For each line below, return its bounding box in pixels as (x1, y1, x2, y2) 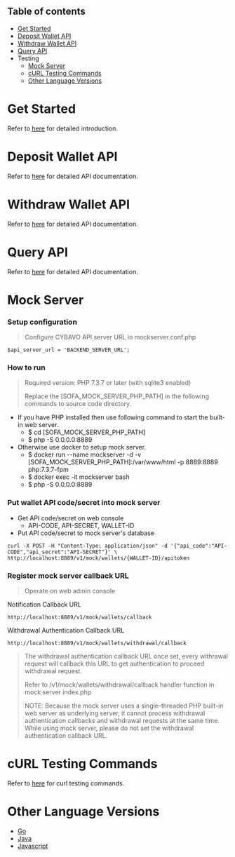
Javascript (17, 842, 48, 850)
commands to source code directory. (24, 400, 132, 408)
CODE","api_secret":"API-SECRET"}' (7, 548, 112, 555)
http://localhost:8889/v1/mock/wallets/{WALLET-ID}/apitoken (7, 554, 190, 562)
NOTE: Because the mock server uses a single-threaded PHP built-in (24, 701, 224, 710)
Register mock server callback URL (7, 571, 129, 581)
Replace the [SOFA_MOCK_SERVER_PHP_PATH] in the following (24, 392, 209, 400)
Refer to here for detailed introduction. (7, 124, 118, 133)
